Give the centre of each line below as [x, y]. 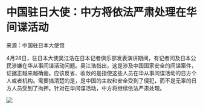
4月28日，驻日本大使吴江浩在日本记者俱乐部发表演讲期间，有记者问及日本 [99, 58]
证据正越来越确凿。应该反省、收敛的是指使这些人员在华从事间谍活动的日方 [99, 73]
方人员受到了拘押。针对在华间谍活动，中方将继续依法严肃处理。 [85, 88]
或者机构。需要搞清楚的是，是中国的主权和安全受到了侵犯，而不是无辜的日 [104, 80]
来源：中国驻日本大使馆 [35, 45]
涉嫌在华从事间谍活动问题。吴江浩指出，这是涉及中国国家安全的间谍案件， [104, 65]
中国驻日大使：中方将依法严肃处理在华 [102, 12]
